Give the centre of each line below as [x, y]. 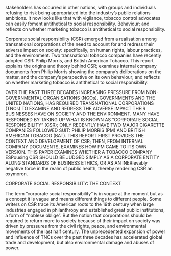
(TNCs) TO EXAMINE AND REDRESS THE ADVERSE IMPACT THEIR [76, 109]
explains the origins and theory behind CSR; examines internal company [81, 66]
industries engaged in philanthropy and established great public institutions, [85, 210]
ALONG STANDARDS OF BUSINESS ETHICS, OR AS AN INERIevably [77, 163]
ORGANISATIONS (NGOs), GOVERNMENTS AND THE [99, 98]
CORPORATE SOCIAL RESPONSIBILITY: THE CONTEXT [63, 184]
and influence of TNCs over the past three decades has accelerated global [84, 237]
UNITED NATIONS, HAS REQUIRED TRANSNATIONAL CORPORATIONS [80, 103]
